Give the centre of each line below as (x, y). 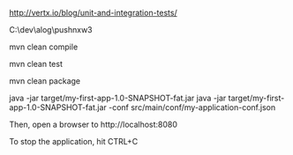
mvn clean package (45, 81)
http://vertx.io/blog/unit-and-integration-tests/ (94, 13)
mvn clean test (36, 64)
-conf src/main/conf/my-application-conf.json (192, 107)
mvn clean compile (44, 47)
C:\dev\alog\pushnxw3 (51, 30)
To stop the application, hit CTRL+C (74, 141)
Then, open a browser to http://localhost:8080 (94, 124)
